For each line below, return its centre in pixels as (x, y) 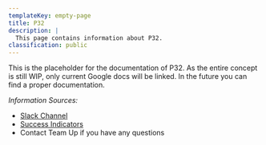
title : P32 (26, 23)
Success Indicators (52, 124)
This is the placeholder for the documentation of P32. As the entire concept (133, 68)
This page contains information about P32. (89, 38)
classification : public (48, 45)
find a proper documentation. (57, 85)
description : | (34, 30)
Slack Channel (44, 116)
